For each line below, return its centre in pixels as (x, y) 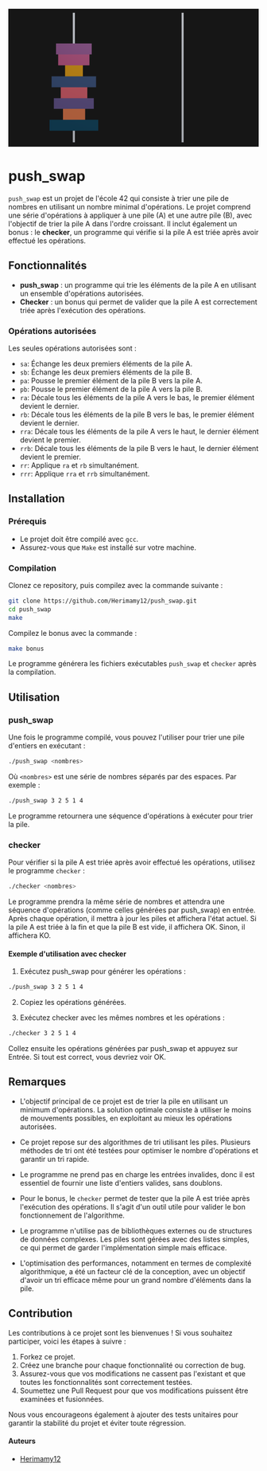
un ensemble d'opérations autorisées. (82, 293)
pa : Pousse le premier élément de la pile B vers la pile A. (111, 380)
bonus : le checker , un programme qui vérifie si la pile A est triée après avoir (133, 232)
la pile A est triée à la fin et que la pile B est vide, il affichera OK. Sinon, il (127, 927)
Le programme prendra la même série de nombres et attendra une (116, 902)
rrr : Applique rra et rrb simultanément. (85, 473)
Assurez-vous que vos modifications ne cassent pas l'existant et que (133, 1373)
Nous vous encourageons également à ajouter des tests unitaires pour (123, 1414)
